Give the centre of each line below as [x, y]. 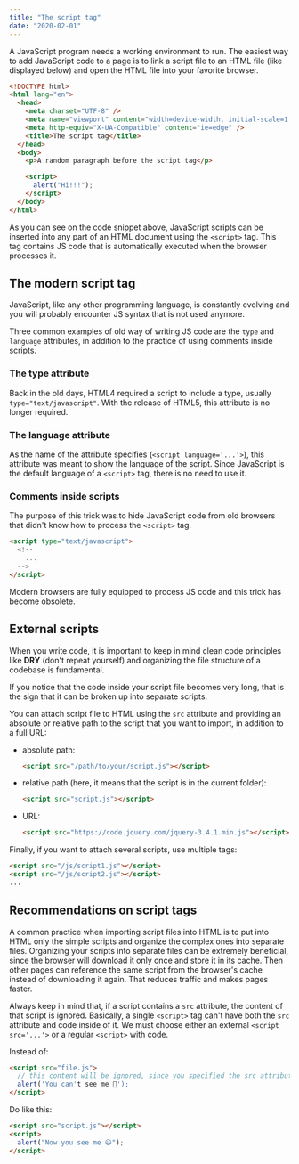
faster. [21, 989]
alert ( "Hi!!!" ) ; [63, 185]
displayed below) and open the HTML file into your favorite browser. [134, 70]
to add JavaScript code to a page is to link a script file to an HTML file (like [146, 61]
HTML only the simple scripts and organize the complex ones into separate [147, 941]
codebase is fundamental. [57, 670]
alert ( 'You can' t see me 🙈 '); [73, 1084]
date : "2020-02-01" [45, 26]
